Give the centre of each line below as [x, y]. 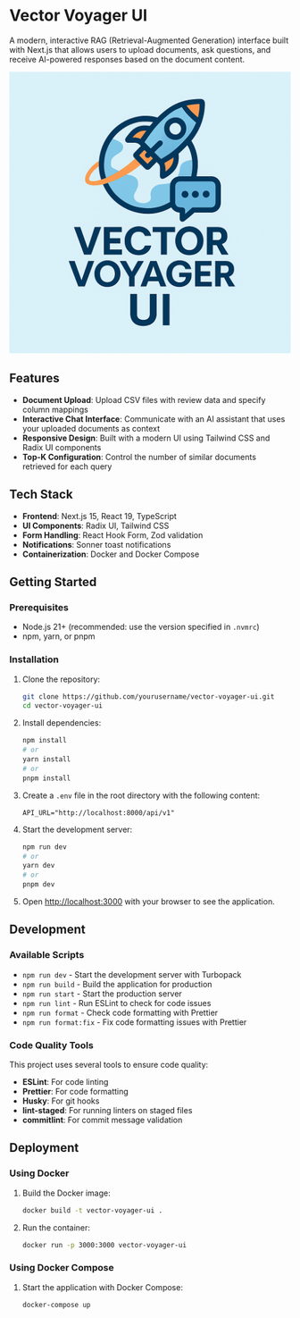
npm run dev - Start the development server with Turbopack [132, 974]
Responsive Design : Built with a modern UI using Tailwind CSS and [146, 438]
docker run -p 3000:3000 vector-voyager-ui [104, 1245]
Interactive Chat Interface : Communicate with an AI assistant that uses [154, 419]
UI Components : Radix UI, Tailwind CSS [96, 525]
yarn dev [38, 866]
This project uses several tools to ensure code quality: [109, 1065]
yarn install [46, 760]
